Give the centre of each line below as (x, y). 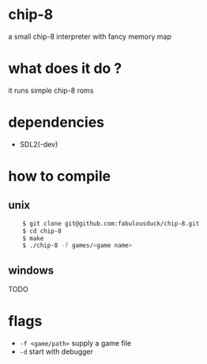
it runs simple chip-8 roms (51, 90)
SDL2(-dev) (39, 144)
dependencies (56, 122)
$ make (33, 238)
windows (31, 270)
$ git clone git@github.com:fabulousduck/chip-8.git (111, 223)
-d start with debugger (56, 352)
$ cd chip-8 (42, 231)
